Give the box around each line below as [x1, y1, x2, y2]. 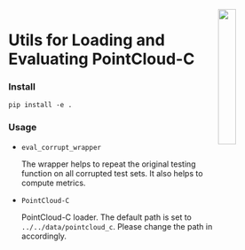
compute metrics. [20, 177, 86, 188]
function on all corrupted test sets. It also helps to [20, 168, 203, 178]
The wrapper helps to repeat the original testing [20, 159, 196, 169]
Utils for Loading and [8, 30, 165, 51]
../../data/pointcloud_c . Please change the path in [20, 221, 213, 231]
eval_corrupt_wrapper [20, 143, 101, 152]
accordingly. [20, 230, 67, 241]
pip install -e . [8, 101, 73, 110]
